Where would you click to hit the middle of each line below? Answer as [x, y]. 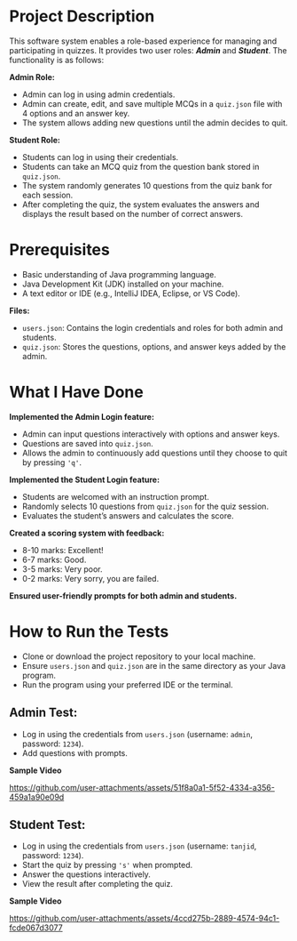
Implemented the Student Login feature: [85, 479]
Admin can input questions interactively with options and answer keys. [151, 434]
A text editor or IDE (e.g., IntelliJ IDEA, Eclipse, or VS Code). [131, 293]
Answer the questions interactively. [86, 874]
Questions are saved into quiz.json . [87, 443]
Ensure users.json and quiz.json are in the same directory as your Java [154, 665]
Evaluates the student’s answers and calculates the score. [128, 515]
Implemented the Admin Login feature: [82, 416]
